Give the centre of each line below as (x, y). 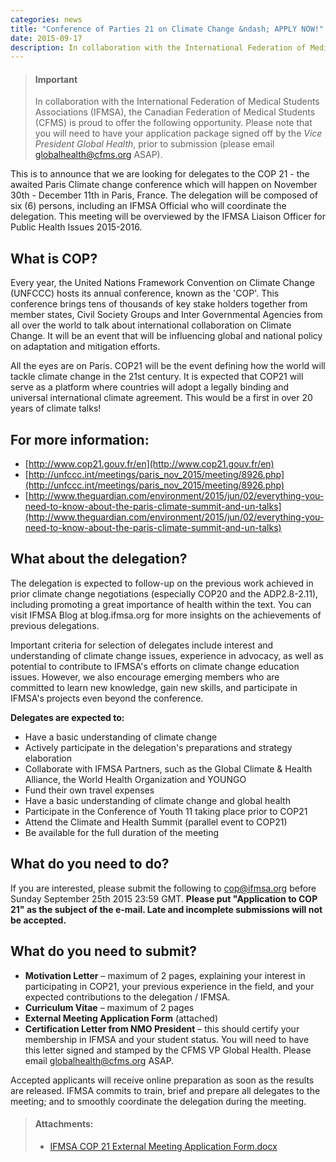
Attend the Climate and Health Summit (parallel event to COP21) (156, 822)
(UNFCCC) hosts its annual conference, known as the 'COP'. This (145, 293)
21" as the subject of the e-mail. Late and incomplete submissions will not (166, 909)
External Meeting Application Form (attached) (121, 1018)
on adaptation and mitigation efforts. (85, 347)
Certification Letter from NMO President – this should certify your (162, 1028)
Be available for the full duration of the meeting (122, 832)
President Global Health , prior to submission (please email (154, 144)
